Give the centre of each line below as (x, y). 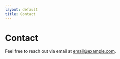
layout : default (21, 9)
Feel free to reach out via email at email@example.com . (60, 51)
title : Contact (20, 14)
